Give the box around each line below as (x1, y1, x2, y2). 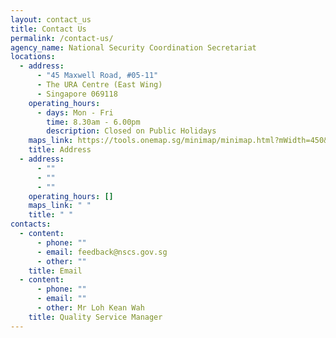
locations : (10, 52, 56, 62)
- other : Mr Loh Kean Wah (36, 303, 145, 313)
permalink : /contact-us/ (10, 33, 114, 43)
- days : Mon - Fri (36, 107, 114, 118)
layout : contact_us (10, 14, 92, 25)
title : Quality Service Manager (28, 312, 163, 322)
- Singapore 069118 (36, 89, 118, 99)
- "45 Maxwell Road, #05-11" (36, 71, 159, 81)
